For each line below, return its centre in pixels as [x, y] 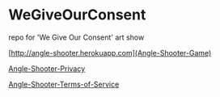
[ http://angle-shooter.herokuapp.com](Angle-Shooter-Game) [110, 53]
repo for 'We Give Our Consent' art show [76, 37]
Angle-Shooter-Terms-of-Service [64, 84]
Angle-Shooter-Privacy [47, 68]
